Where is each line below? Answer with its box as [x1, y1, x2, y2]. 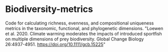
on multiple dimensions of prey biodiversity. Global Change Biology [5, 36, 144, 42]
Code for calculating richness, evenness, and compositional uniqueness [5, 20, 154, 26]
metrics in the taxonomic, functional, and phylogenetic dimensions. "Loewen [5, 25, 163, 31]
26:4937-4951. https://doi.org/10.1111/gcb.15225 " [5, 41, 106, 47]
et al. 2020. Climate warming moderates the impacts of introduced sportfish [5, 30, 162, 36]
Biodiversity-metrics [5, 3, 93, 15]
